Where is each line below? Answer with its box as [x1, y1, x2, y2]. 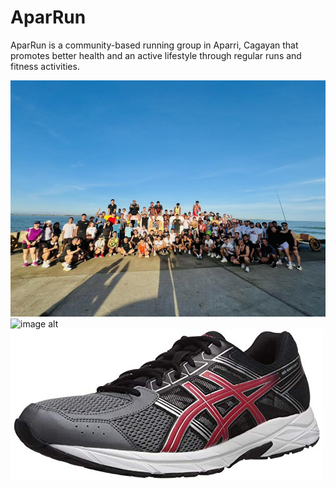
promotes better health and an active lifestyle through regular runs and [10, 49, 302, 61]
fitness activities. [10, 60, 80, 72]
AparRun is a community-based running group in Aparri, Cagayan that [10, 39, 299, 51]
